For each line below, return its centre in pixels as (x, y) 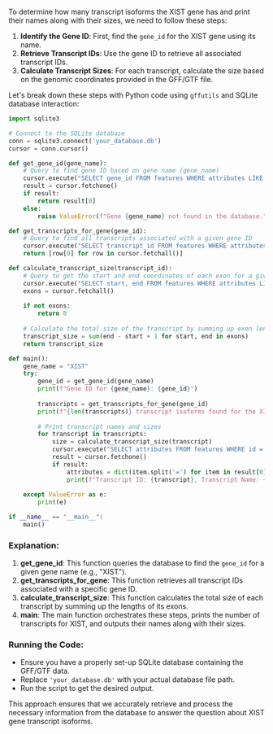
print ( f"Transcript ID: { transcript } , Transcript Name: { (167, 479)
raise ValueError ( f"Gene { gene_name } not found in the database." (152, 216)
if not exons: (47, 306)
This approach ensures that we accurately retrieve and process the (121, 704)
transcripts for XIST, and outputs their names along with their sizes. (133, 624)
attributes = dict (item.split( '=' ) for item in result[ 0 (165, 472)
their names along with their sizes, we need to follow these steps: (118, 20)
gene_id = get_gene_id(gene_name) (96, 382)
